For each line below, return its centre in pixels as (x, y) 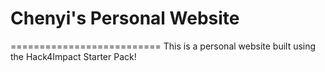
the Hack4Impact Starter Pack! (73, 56)
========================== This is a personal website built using (163, 46)
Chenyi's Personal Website (125, 18)
